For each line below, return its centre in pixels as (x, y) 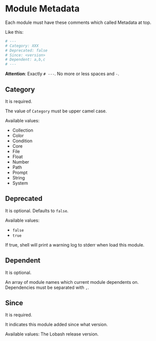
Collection (23, 130)
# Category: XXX (22, 46)
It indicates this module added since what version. (57, 325)
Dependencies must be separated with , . (47, 287)
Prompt (20, 172)
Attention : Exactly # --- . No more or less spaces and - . (62, 74)
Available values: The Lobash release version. (52, 334)
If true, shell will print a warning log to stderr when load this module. (75, 245)
